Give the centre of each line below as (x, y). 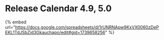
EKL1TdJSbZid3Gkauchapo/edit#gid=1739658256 (55, 32)
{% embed (16, 22)
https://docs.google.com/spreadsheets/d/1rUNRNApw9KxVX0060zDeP (87, 27)
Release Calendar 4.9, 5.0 (58, 9)
